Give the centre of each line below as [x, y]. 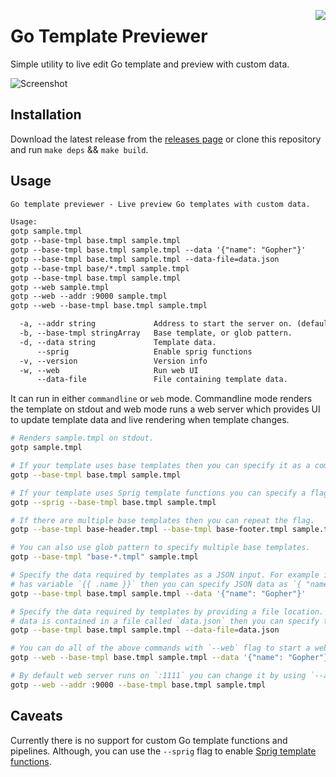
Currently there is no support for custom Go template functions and [149, 740]
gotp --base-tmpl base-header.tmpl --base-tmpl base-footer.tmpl [149, 530]
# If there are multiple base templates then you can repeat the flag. [162, 520]
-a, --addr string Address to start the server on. [156, 324]
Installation [46, 115]
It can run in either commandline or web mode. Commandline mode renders [161, 399]
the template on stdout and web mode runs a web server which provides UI [165, 409]
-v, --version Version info [113, 361]
